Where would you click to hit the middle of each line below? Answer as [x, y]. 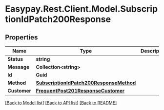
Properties [21, 37]
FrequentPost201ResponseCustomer [80, 91]
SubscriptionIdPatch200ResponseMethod [86, 83]
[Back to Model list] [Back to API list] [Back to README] [61, 103]
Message [19, 67]
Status [15, 59]
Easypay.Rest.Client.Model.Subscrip [81, 9]
